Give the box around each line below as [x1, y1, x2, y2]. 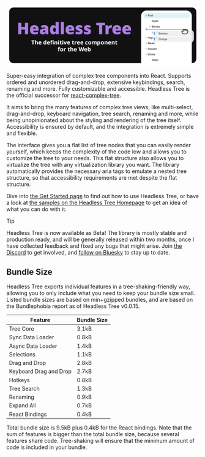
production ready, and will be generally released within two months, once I [6, 236, 195, 244]
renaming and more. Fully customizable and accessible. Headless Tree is [6, 85, 190, 93]
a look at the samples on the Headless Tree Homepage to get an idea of [6, 199, 188, 207]
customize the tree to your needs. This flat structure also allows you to [6, 155, 184, 162]
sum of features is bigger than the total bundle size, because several [6, 431, 179, 438]
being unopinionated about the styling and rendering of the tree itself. [6, 117, 182, 124]
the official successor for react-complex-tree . [6, 91, 121, 99]
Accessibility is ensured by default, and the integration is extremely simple [6, 123, 194, 131]
